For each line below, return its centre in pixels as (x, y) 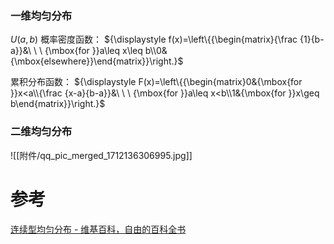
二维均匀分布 (41, 132)
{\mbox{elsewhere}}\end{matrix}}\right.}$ (97, 61)
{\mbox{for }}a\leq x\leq (93, 51)
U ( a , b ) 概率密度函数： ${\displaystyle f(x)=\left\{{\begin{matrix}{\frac (154, 39)
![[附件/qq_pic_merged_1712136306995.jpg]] (101, 155)
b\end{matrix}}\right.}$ (58, 104)
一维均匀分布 (41, 15)
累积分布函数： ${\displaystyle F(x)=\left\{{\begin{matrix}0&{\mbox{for (156, 82)
